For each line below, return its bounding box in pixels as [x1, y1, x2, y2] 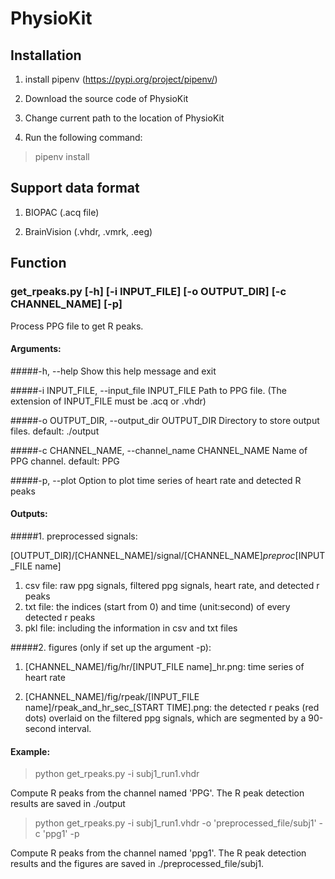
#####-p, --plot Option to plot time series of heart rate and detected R [10, 474, 302, 486]
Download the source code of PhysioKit [24, 93, 189, 104]
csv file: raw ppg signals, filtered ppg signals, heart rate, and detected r [24, 579, 320, 591]
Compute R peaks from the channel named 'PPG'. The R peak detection [10, 787, 305, 799]
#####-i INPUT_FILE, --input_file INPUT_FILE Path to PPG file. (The [10, 384, 287, 396]
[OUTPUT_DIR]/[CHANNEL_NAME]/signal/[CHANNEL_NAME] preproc [10, 549, 296, 561]
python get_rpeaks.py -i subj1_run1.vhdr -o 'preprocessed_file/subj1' [34, 817, 317, 829]
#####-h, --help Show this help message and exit [10, 365, 217, 377]
